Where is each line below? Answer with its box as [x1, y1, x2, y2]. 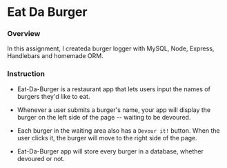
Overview [7, 29, 41, 39]
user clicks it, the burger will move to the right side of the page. [17, 133, 198, 142]
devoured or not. [17, 154, 66, 162]
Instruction [7, 69, 46, 79]
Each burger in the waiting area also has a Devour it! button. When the [17, 126, 220, 135]
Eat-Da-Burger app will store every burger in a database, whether [17, 147, 204, 156]
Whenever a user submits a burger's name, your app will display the [17, 105, 211, 114]
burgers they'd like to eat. [17, 92, 90, 100]
